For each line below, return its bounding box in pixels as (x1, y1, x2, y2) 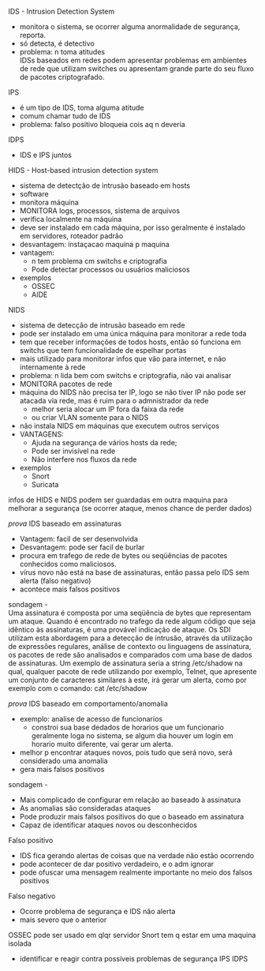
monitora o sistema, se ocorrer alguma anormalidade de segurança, (19, 22, 241, 31)
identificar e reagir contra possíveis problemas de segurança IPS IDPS (19, 954, 248, 963)
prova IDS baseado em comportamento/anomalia (8, 699, 168, 708)
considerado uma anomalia (19, 756, 108, 765)
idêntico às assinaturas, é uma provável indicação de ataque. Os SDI (8, 625, 231, 634)
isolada (8, 939, 32, 948)
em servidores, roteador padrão (19, 231, 124, 240)
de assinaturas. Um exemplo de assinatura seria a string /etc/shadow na (8, 658, 243, 668)
